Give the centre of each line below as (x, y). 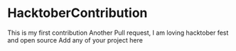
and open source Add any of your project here (75, 40)
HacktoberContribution (77, 13)
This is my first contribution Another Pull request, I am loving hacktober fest (118, 33)
